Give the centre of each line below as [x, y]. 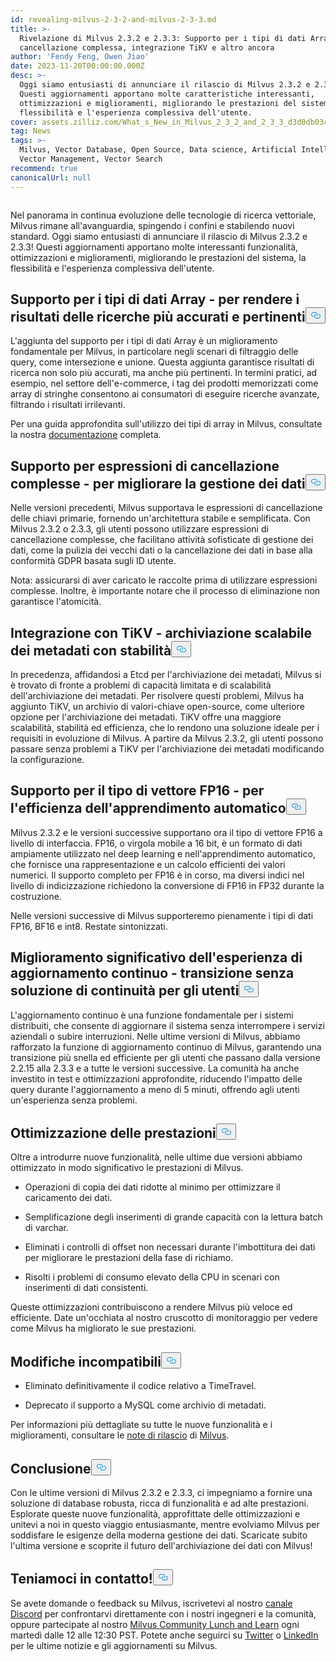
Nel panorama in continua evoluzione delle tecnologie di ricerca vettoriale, [163, 215]
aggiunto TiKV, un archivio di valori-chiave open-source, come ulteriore [157, 706]
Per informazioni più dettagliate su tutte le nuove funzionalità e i [141, 1425]
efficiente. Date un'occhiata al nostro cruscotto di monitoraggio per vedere [164, 1318]
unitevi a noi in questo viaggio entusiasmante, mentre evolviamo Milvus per [165, 1524]
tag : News [31, 131]
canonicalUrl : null [51, 177]
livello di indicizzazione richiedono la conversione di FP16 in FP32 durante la [167, 885]
